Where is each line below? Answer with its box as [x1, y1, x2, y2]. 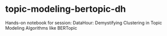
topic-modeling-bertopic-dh [5, 3, 126, 15]
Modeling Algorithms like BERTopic [5, 25, 77, 31]
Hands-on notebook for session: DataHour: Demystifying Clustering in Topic [5, 20, 162, 26]
